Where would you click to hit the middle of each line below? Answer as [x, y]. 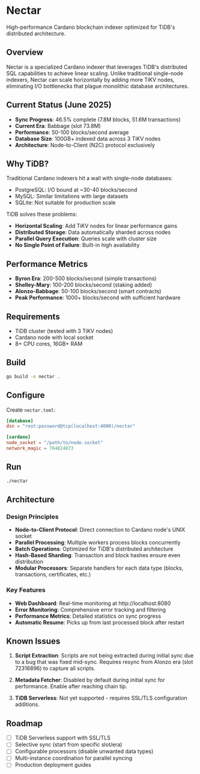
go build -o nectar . [33, 376]
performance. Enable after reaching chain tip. [71, 686]
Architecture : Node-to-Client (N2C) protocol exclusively [85, 145]
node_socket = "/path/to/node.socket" [55, 443]
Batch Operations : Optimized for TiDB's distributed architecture [94, 549]
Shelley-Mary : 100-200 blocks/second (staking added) [83, 285]
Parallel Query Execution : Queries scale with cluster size [86, 239]
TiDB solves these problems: [42, 215]
